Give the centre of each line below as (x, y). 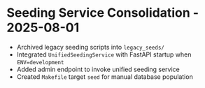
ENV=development (40, 62)
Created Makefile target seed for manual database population (105, 76)
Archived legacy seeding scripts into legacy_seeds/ (91, 47)
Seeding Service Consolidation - (103, 13)
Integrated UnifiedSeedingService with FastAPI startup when (104, 54)
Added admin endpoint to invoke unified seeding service (98, 69)
